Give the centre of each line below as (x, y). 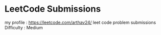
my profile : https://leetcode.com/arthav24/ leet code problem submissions (80, 22)
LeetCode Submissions (53, 9)
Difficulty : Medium (24, 27)
